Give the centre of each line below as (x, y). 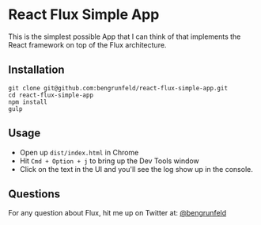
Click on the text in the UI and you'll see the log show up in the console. (136, 169)
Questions (34, 194)
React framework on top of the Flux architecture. (87, 44)
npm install (28, 102)
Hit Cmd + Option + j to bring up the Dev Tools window (109, 161)
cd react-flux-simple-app (51, 95)
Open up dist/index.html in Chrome (79, 152)
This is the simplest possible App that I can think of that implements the (125, 36)
